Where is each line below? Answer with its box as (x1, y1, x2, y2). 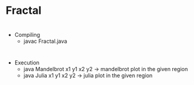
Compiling (14, 31, 41, 39)
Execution (14, 58, 40, 66)
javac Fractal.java (23, 37, 67, 45)
